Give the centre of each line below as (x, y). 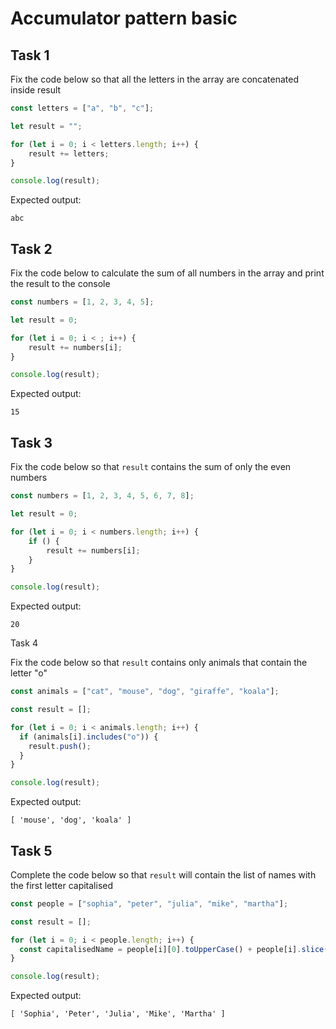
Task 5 (31, 850)
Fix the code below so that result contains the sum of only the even (151, 467)
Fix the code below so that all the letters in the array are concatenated (154, 79)
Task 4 (24, 643)
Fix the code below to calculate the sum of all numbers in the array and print (167, 273)
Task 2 (31, 248)
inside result (36, 90)
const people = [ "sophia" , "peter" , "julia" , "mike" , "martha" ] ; (149, 903)
